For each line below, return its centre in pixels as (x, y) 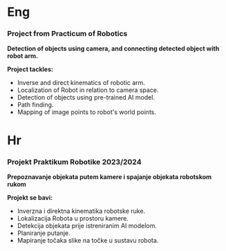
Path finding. (35, 105)
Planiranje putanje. (44, 233)
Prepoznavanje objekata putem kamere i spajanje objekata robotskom (110, 176)
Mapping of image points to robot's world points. (87, 112)
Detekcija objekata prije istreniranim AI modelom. (87, 225)
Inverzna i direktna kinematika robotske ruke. (81, 211)
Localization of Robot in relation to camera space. (88, 90)
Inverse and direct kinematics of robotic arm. (81, 83)
